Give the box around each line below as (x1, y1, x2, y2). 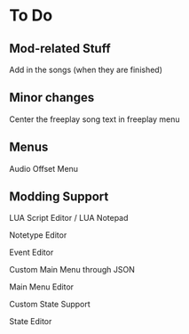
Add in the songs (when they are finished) (9, 64, 162, 75)
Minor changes (9, 90, 95, 105)
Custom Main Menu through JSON (9, 265, 135, 275)
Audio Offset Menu (9, 163, 78, 174)
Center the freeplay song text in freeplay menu (9, 113, 180, 125)
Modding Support (9, 189, 109, 205)
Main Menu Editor (9, 281, 74, 292)
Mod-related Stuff (9, 41, 111, 56)
